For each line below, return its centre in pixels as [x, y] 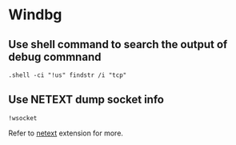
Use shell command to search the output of [118, 44]
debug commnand [55, 56]
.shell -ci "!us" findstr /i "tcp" [68, 75]
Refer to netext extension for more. [66, 133]
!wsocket [23, 118]
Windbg [35, 15]
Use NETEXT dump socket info [86, 100]
